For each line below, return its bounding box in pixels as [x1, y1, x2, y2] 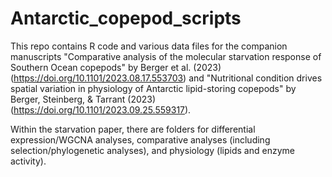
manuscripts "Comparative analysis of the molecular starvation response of [10, 50, 322, 62]
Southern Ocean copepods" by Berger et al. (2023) [10, 61, 222, 73]
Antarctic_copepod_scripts [10, 7, 242, 30]
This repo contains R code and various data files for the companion [10, 40, 288, 52]
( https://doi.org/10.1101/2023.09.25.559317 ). [10, 103, 192, 116]
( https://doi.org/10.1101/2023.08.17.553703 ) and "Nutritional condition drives [10, 72, 323, 84]
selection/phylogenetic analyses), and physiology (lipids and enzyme [10, 144, 295, 156]
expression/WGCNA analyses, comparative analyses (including [10, 133, 271, 146]
